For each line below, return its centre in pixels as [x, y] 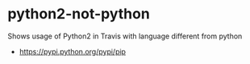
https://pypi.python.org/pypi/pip [73, 51]
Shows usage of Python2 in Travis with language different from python [125, 36]
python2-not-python [79, 14]
